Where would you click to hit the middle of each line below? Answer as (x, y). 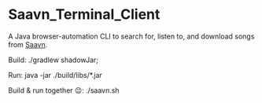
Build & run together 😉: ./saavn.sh (64, 90)
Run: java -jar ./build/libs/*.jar (55, 75)
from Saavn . (28, 44)
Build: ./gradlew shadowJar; (54, 60)
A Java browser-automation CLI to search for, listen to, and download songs (131, 36)
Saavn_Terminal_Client (84, 15)
